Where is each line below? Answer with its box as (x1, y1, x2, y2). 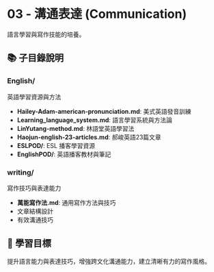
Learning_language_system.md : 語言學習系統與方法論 (16, 116, 172, 124)
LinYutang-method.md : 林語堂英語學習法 (16, 124, 135, 132)
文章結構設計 (16, 207, 53, 215)
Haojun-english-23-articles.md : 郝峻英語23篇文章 (16, 133, 162, 141)
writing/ (7, 167, 34, 177)
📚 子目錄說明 (7, 52, 64, 64)
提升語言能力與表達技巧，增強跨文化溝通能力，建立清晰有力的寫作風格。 (7, 257, 211, 265)
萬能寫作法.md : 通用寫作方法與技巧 (16, 198, 116, 206)
